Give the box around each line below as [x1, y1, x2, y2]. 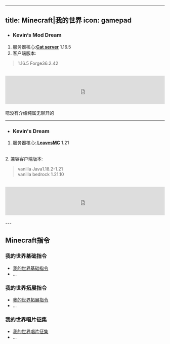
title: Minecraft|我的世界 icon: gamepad [5, 16, 132, 25]
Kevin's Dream [12, 127, 50, 135]
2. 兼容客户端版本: [5, 155, 43, 162]
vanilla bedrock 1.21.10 [17, 171, 64, 177]
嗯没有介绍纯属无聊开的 [5, 110, 54, 116]
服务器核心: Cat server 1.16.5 [12, 44, 71, 50]
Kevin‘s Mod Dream [12, 31, 62, 38]
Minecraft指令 [5, 236, 50, 245]
